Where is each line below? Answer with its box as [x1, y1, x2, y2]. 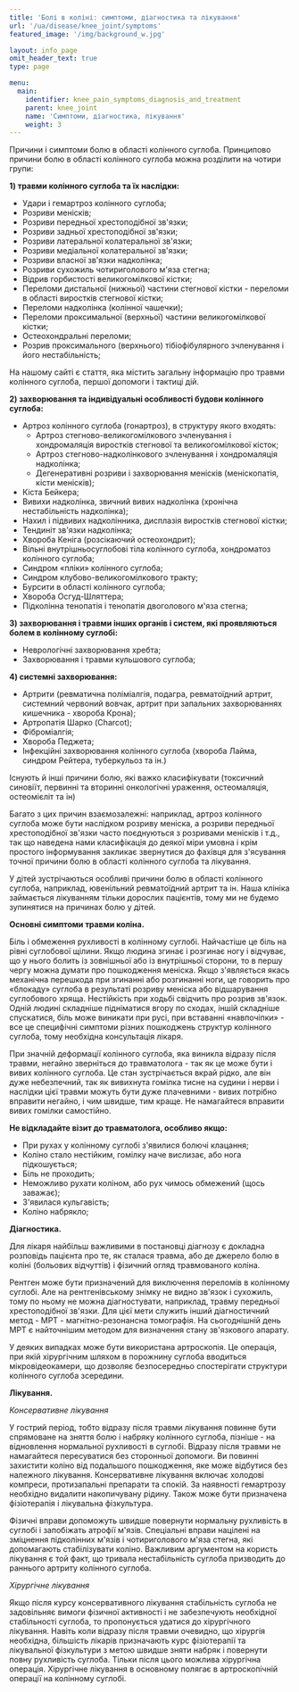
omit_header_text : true [9, 54, 98, 63]
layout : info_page [9, 46, 78, 54]
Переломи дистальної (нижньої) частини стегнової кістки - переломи [21, 283, 289, 294]
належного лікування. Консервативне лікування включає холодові [9, 1470, 265, 1480]
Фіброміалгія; [21, 726, 74, 737]
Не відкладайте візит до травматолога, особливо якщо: [9, 1123, 228, 1133]
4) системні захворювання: [9, 671, 118, 683]
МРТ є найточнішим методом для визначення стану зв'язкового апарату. [9, 1324, 290, 1335]
